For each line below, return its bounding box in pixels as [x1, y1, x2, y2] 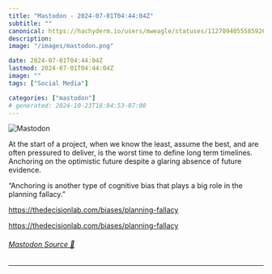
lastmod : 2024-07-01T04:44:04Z [8, 64, 114, 73]
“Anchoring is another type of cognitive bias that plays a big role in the [8, 181, 243, 191]
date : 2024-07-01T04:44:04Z [8, 57, 104, 65]
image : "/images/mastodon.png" [8, 42, 114, 50]
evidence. [8, 165, 42, 175]
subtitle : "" [8, 19, 53, 28]
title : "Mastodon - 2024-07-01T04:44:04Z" [8, 11, 154, 20]
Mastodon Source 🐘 [8, 239, 75, 249]
